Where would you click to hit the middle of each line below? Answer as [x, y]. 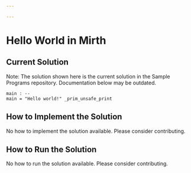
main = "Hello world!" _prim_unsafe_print [59, 99]
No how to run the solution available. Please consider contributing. [87, 164]
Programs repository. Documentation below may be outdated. [81, 83]
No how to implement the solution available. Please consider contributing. [96, 131]
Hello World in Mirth [56, 40]
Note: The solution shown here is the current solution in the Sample [88, 76]
